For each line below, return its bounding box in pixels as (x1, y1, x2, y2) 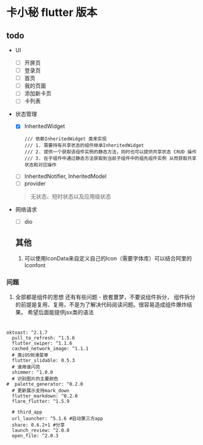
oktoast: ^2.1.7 (6, 329, 48, 336)
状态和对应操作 (24, 162, 57, 168)
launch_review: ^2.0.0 (12, 427, 70, 433)
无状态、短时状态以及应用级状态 (30, 193, 111, 200)
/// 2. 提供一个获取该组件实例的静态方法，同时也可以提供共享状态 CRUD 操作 (24, 149, 197, 155)
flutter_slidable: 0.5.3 (12, 357, 75, 364)
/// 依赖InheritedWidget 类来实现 (24, 136, 107, 142)
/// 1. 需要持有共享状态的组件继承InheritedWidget (24, 142, 144, 149)
